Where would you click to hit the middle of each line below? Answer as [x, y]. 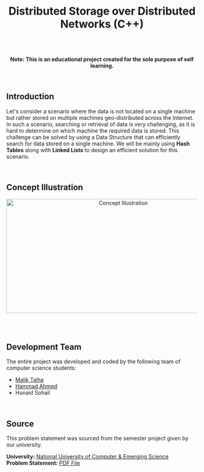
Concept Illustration [45, 188]
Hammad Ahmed [36, 386]
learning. [102, 66]
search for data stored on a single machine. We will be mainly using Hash [98, 144]
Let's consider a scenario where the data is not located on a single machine [101, 111]
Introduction [30, 96]
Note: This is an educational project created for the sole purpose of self [102, 59]
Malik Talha [29, 380]
